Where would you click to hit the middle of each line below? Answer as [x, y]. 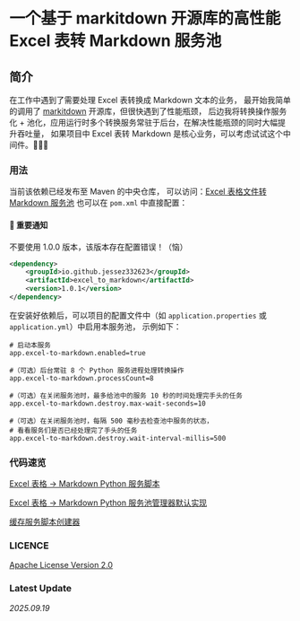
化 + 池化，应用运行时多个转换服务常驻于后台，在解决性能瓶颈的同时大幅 [144, 122]
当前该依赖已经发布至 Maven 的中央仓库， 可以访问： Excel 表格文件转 [138, 192]
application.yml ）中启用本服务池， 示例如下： [95, 326]
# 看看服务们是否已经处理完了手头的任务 [73, 430]
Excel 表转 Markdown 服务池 [116, 41]
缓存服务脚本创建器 [45, 522]
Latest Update [41, 589]
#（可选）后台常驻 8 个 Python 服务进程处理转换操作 [97, 370]
